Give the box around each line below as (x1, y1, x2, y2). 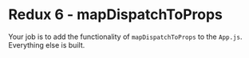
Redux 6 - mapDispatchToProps (8, 6, 223, 24)
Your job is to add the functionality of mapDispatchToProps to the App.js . (8, 32, 243, 41)
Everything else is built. (8, 40, 85, 49)
